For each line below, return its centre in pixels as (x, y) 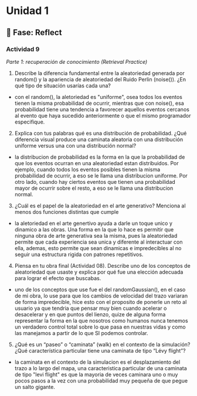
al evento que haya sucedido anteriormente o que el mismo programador (103, 115)
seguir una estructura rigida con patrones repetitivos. (79, 254)
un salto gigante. (35, 387)
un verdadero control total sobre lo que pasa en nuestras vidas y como (100, 327)
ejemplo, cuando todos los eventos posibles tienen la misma (87, 169)
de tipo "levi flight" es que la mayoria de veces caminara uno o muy (96, 374)
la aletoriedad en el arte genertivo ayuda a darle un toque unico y (94, 223)
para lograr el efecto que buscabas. (58, 278)
